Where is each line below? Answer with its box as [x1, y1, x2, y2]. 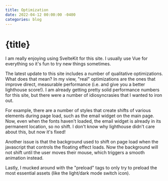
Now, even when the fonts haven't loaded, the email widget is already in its [5, 118, 161, 124]
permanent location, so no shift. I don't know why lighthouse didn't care [5, 124, 155, 130]
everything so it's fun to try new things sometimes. [5, 61, 111, 67]
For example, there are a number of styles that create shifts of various [5, 107, 151, 114]
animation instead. [5, 155, 44, 161]
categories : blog [5, 17, 42, 22]
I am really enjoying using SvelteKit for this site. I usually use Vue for [5, 55, 148, 61]
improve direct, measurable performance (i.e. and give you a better [5, 82, 145, 88]
